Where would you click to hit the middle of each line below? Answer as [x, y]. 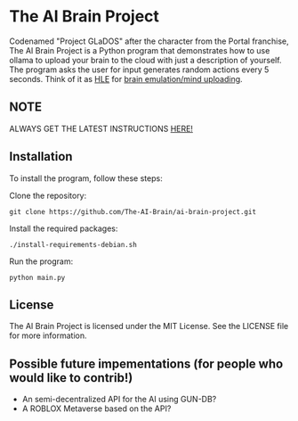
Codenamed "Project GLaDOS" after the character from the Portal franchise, [149, 41]
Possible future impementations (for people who [146, 363]
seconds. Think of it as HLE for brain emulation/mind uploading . [126, 78]
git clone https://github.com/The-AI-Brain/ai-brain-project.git [133, 211]
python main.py [37, 277]
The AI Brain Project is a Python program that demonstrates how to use [140, 50]
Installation [41, 157]
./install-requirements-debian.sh [73, 244]
